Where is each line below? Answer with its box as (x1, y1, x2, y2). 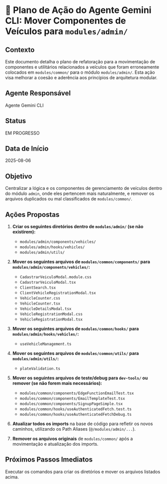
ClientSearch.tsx (19, 285, 56, 291)
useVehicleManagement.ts (19, 341, 72, 347)
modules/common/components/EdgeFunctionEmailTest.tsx (19, 391, 134, 396)
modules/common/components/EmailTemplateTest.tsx (19, 396, 126, 401)
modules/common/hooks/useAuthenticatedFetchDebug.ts (19, 412, 132, 417)
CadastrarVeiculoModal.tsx (19, 280, 76, 285)
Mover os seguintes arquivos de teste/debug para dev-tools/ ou (12, 375, 148, 381)
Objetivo (5, 172, 32, 180)
